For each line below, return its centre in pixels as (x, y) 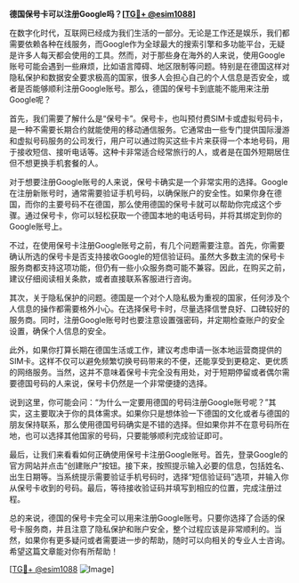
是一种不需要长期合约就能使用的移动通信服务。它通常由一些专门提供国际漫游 (149, 130)
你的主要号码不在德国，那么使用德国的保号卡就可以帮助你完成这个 (153, 204)
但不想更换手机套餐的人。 (56, 163)
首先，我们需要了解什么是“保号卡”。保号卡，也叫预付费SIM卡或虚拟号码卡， (148, 118)
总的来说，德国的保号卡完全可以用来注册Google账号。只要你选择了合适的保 (147, 518)
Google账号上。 (38, 227)
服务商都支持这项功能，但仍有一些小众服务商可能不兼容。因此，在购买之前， (149, 267)
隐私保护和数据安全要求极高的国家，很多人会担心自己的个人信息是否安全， (145, 77)
